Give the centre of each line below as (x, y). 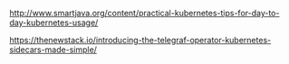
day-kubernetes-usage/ (54, 23)
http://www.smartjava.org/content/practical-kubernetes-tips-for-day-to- (144, 13)
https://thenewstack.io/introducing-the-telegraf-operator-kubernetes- (140, 40)
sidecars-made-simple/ (53, 50)
